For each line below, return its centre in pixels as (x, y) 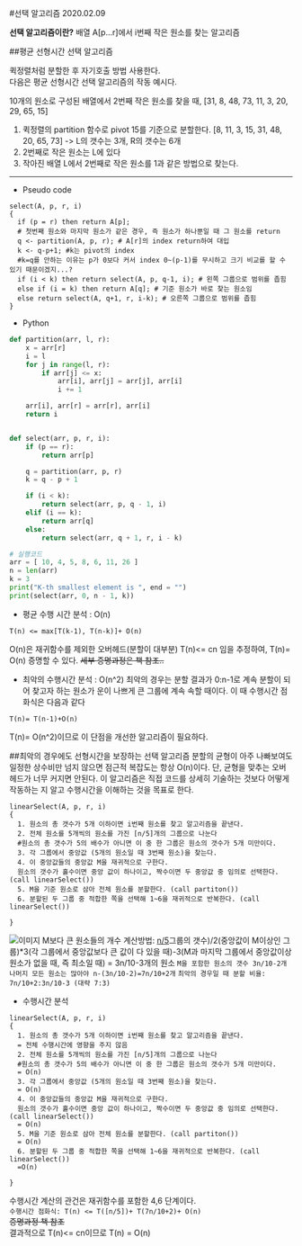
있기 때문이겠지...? (41, 270)
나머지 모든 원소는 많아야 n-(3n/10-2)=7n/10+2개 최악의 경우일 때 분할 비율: (138, 973)
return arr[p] (68, 455)
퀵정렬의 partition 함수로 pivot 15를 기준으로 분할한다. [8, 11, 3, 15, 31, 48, (152, 130)
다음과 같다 (66, 702)
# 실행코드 (26, 554)
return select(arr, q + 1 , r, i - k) (112, 538)
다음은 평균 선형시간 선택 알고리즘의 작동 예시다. (93, 82)
